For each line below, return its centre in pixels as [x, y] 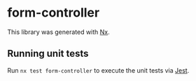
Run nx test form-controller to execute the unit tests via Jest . [98, 70]
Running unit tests [48, 54]
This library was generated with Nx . [58, 32]
